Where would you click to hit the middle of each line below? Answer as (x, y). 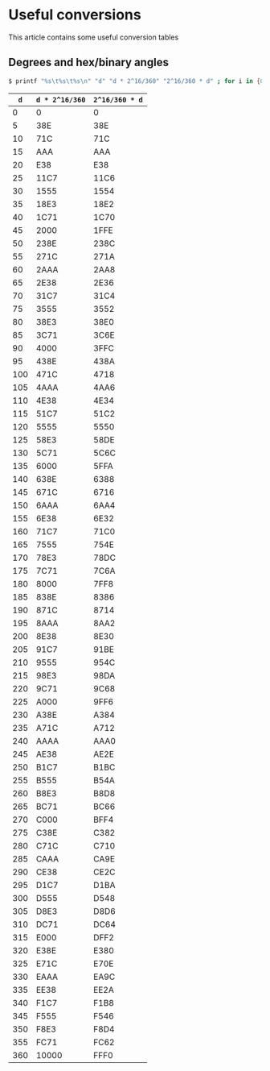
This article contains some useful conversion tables (94, 37)
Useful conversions (75, 15)
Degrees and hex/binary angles (88, 62)
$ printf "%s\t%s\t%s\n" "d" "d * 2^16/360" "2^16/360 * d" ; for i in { (135, 81)
